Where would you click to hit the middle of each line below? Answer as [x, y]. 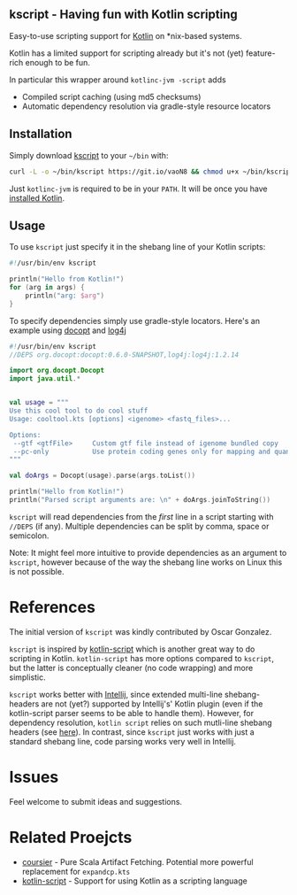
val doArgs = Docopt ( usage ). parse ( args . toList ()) [103, 476]
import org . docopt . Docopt [57, 371]
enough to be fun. [58, 62]
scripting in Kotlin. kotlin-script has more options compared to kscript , [142, 658]
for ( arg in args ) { [47, 288]
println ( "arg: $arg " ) [65, 296]
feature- [261, 53]
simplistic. [27, 677]
